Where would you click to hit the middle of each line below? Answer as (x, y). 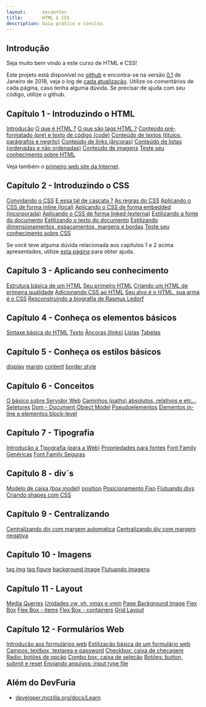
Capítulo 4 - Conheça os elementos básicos (91, 318)
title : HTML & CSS (38, 18)
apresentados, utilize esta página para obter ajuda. (71, 251)
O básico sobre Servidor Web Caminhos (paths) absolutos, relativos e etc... (101, 401)
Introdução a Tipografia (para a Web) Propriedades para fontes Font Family (101, 448)
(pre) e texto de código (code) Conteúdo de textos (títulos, (108, 135)
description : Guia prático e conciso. (56, 23)
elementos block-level (49, 414)
